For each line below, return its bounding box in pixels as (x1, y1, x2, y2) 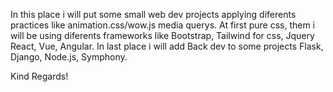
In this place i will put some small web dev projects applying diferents (10, 9, 297, 20)
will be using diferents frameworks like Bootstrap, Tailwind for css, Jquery (10, 30, 315, 41)
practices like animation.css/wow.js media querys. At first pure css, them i (10, 19, 315, 31)
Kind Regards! (10, 70, 69, 82)
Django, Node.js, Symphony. (10, 51, 128, 63)
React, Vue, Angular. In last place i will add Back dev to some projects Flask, (10, 40, 324, 52)
